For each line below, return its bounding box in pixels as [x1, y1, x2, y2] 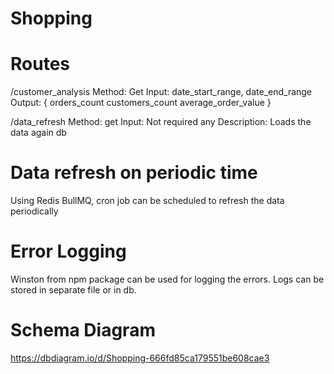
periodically [10, 205, 59, 217]
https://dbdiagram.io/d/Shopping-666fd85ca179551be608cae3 [10, 352, 270, 364]
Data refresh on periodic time [10, 162, 258, 184]
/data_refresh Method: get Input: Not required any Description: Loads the [10, 116, 312, 128]
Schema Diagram [10, 319, 156, 342]
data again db [10, 127, 67, 139]
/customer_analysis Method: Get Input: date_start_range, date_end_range [10, 86, 313, 98]
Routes [10, 53, 70, 76]
